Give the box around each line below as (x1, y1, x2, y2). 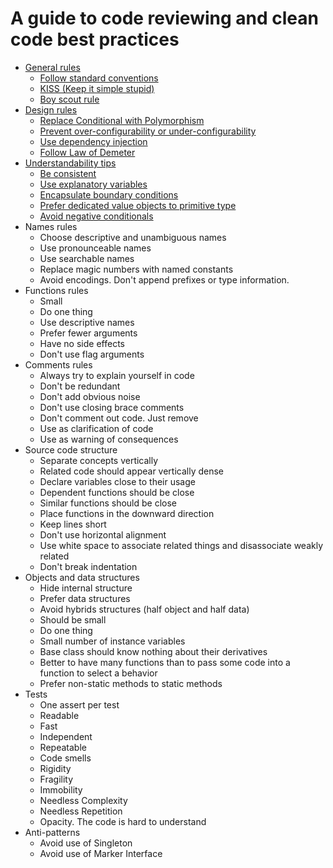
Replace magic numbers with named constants (39, 263, 234, 275)
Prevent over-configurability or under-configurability (39, 125, 257, 137)
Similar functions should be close (39, 497, 178, 509)
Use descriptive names (39, 316, 135, 328)
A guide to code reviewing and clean (10, 7, 319, 30)
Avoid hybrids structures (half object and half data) (39, 603, 250, 615)
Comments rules (24, 358, 93, 371)
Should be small (39, 613, 107, 626)
